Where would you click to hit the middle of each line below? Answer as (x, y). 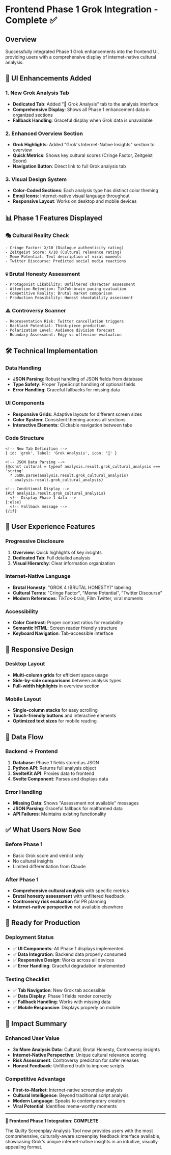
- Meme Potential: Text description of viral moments (64, 257)
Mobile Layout (23, 699)
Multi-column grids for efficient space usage (60, 675)
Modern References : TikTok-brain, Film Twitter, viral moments (78, 598)
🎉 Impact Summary (36, 1024)
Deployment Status (30, 937)
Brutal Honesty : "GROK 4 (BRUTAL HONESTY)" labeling (72, 587)
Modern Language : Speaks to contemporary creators (69, 1101)
